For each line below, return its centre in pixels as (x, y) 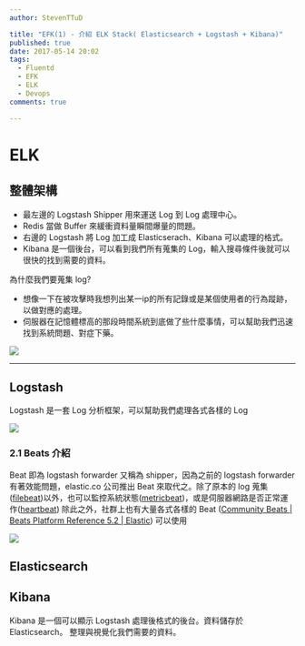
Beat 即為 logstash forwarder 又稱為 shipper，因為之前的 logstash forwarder (152, 475)
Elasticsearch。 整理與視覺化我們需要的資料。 (95, 631)
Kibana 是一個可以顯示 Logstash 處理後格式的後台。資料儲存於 (126, 621)
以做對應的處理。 (54, 309)
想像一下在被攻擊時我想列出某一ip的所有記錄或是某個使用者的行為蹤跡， (157, 298)
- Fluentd (36, 68)
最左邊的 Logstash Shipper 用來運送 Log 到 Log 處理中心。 (132, 214)
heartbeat (39, 509)
